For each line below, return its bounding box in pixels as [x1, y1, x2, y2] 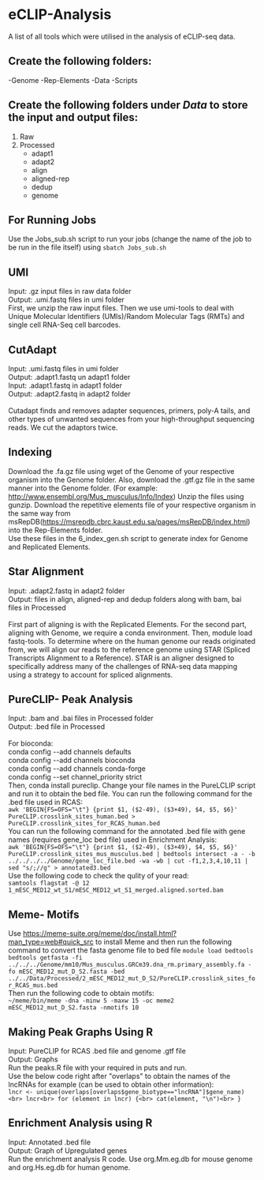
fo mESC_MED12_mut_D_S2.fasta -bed [8, 968, 125, 976]
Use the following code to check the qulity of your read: [8, 871, 189, 881]
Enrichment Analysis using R [8, 1116, 153, 1130]
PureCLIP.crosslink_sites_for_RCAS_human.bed [8, 820, 160, 828]
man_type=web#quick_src [8, 938, 95, 947]
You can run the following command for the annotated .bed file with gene [8, 827, 246, 836]
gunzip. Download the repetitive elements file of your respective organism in [8, 500, 256, 509]
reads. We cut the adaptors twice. [8, 423, 118, 432]
